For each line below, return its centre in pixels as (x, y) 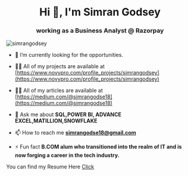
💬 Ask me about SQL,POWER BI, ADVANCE (68, 114)
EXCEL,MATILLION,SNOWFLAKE (56, 121)
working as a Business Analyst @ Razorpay (100, 31)
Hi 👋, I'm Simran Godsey (100, 12)
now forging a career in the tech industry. (67, 155)
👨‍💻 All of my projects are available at (60, 66)
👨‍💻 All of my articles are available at (59, 91)
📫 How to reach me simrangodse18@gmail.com (76, 133)
